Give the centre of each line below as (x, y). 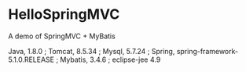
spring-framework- (207, 51)
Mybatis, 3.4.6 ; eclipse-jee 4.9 (110, 59)
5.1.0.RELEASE (31, 59)
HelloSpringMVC (64, 14)
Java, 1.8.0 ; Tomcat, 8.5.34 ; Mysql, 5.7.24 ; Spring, (92, 51)
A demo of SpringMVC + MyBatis (62, 36)
